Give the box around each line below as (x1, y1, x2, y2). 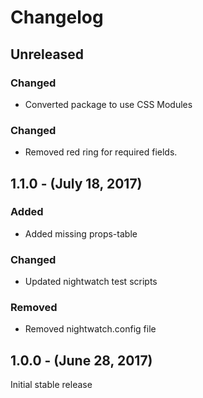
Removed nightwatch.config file (24, 323, 157, 335)
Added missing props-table (24, 227, 138, 240)
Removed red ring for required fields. (24, 146, 178, 158)
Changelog (10, 6, 104, 29)
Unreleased (10, 46, 85, 63)
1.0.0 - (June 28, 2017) (10, 352, 153, 369)
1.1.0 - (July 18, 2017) (10, 175, 143, 192)
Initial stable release (10, 379, 93, 391)
